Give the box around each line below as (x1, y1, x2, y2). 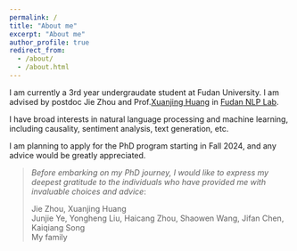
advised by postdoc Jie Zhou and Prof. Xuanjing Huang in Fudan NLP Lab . (9, 96, 279, 107)
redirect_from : (9, 46, 66, 55)
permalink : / (9, 12, 58, 22)
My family (30, 231, 69, 242)
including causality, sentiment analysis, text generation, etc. (9, 123, 229, 134)
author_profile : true (9, 37, 90, 47)
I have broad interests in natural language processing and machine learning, (9, 113, 288, 125)
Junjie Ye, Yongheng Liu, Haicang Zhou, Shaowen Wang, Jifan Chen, (30, 213, 285, 223)
